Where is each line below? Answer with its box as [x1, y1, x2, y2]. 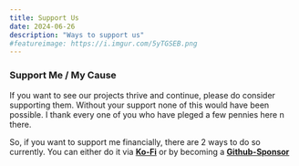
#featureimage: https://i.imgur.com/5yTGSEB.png [9, 38, 198, 48]
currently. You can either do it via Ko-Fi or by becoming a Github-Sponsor [9, 146, 290, 157]
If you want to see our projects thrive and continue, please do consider [9, 89, 276, 100]
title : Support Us [9, 13, 79, 23]
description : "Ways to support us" [9, 30, 145, 39]
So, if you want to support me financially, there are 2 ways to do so [9, 136, 262, 147]
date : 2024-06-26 [9, 22, 76, 31]
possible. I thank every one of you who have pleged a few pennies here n [9, 109, 284, 119]
